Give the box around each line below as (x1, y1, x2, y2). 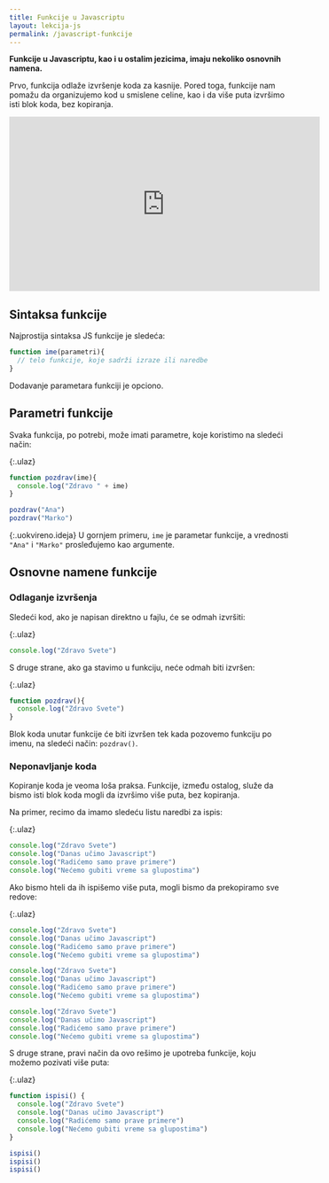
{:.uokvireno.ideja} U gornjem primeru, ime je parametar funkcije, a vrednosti (9, 530, 289, 541)
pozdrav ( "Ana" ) (9, 506, 66, 515)
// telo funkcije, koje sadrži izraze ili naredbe (17, 356, 208, 365)
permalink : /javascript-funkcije (9, 29, 133, 38)
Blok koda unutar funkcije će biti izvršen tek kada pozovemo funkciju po (9, 728, 272, 740)
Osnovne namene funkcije (9, 564, 158, 580)
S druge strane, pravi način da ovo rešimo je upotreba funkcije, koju (9, 1047, 257, 1059)
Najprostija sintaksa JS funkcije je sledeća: (9, 331, 166, 341)
